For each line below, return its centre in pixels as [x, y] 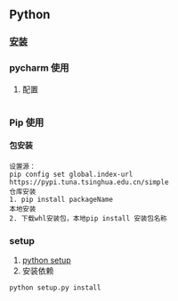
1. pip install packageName [61, 199]
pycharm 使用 [39, 68]
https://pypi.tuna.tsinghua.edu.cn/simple [89, 182]
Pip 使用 [27, 122]
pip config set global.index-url [71, 174]
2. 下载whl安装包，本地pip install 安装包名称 [88, 218]
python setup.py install [55, 288]
